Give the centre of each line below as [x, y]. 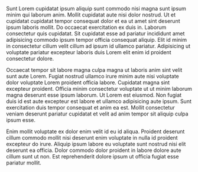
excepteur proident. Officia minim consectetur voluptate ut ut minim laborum [99, 89]
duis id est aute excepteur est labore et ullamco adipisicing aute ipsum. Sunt [99, 101]
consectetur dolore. [30, 59]
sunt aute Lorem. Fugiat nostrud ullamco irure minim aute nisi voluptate [92, 76]
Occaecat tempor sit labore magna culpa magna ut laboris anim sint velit [94, 70]
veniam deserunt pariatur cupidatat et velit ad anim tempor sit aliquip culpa [97, 114]
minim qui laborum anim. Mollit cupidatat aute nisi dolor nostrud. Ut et [91, 15]
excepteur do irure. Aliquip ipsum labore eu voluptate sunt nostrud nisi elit [96, 144]
